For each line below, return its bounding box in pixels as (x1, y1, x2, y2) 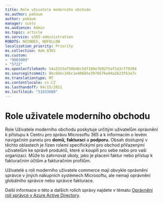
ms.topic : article (5, 30, 43, 35)
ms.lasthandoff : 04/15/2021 (5, 84, 63, 90)
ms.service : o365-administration (5, 35, 73, 40)
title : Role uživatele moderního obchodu (5, 7, 91, 12)
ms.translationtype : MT (5, 76, 54, 80)
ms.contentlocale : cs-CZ (5, 80, 56, 85)
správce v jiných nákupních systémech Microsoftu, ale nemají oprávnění (5, 173, 151, 178)
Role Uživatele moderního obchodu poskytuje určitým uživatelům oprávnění (5, 127, 158, 132)
